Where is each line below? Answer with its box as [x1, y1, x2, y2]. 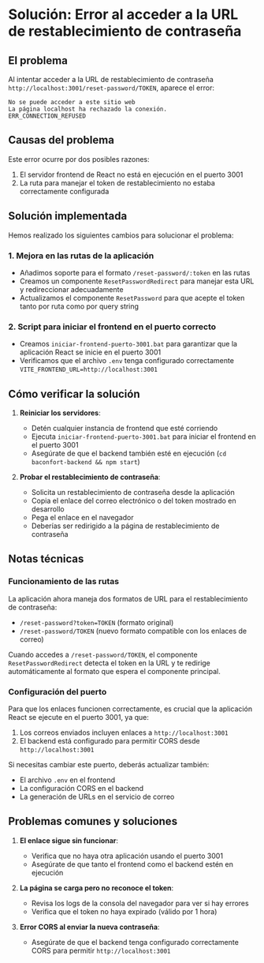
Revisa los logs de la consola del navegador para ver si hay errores [31, 898, 250, 908]
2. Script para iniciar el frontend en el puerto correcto [8, 321, 217, 332]
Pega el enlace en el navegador [31, 513, 134, 523]
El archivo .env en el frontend [19, 775, 116, 785]
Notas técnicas [8, 553, 84, 566]
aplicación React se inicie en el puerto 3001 [19, 347, 162, 357]
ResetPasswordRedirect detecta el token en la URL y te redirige [8, 658, 211, 668]
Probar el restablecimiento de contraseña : [19, 472, 161, 482]
